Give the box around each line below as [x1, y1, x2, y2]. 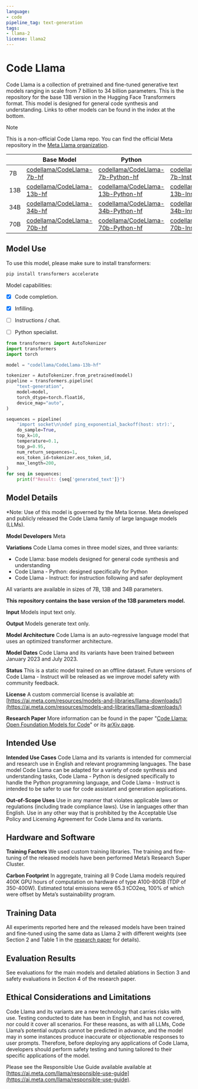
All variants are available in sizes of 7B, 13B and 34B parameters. [6, 586, 164, 593]
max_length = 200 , [16, 460, 57, 466]
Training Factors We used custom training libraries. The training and [6, 848, 173, 855]
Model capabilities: [6, 282, 52, 289]
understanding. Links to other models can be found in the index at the [6, 106, 176, 113]
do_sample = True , [16, 427, 57, 433]
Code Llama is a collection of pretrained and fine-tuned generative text [6, 81, 179, 88]
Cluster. [6, 861, 25, 868]
